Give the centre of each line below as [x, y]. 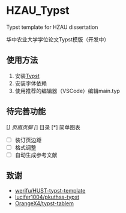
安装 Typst [27, 76]
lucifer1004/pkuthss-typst [47, 197]
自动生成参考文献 [36, 155]
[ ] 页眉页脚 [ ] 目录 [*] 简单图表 [43, 127]
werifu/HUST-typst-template [50, 190]
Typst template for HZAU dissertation [52, 27]
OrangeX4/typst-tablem [44, 203]
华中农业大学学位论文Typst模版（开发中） [58, 39]
